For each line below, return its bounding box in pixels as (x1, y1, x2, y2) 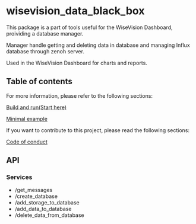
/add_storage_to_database (14, 199, 80, 206)
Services (6, 173, 33, 181)
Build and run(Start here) (6, 104, 67, 111)
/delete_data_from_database (14, 212, 84, 219)
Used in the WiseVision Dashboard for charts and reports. (6, 59, 147, 66)
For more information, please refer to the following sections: (6, 92, 153, 99)
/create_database (14, 193, 58, 200)
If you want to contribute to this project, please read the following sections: (6, 126, 190, 134)
